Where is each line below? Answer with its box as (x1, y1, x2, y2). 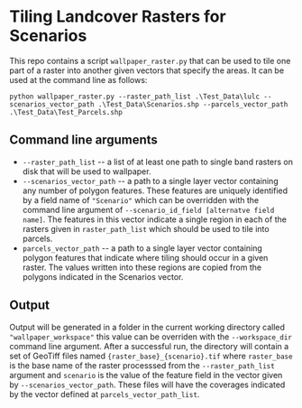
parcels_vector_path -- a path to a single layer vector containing (22, 242, 263, 254)
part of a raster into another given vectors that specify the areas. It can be (9, 65, 285, 76)
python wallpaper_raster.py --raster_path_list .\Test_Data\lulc (9, 92, 260, 101)
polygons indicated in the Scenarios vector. (22, 271, 184, 282)
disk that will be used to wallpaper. (22, 165, 151, 177)
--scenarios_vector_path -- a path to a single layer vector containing (22, 175, 279, 186)
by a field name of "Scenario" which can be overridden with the (22, 194, 260, 205)
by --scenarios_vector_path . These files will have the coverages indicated (9, 379, 286, 390)
